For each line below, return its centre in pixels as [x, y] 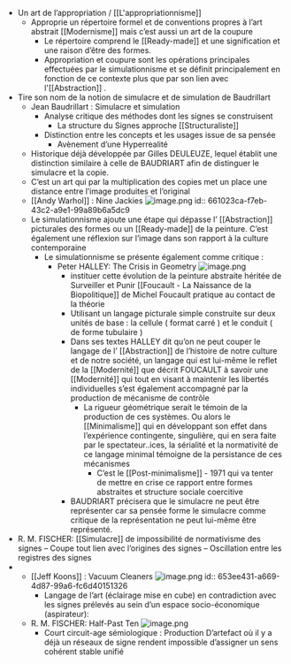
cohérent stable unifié [84, 652]
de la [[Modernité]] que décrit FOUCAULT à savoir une [169, 370]
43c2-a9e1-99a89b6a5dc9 [80, 210]
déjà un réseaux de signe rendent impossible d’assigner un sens [161, 642]
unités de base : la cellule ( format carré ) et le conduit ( [172, 323]
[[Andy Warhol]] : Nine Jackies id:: [118, 201]
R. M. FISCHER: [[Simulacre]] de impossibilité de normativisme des [139, 539]
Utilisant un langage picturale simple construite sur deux [173, 313]
